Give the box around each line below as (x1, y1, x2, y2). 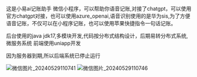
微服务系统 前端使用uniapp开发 (6, 40, 81, 46)
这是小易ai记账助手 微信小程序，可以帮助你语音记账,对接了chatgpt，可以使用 (6, 5, 192, 12)
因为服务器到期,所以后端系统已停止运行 (6, 52, 101, 59)
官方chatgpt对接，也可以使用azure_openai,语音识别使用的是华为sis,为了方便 (6, 12, 191, 19)
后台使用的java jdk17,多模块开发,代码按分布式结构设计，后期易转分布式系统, (6, 32, 188, 39)
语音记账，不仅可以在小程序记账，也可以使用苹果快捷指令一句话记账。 (6, 20, 176, 26)
